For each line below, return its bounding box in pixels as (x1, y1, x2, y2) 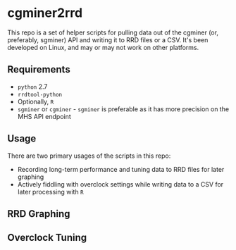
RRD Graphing (7, 208, 70, 220)
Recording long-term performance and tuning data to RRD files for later (17, 165, 225, 173)
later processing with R (17, 187, 84, 196)
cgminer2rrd (7, 5, 83, 21)
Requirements (7, 63, 70, 75)
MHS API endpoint (17, 112, 72, 120)
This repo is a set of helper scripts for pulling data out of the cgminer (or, (7, 28, 218, 37)
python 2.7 (17, 82, 48, 91)
